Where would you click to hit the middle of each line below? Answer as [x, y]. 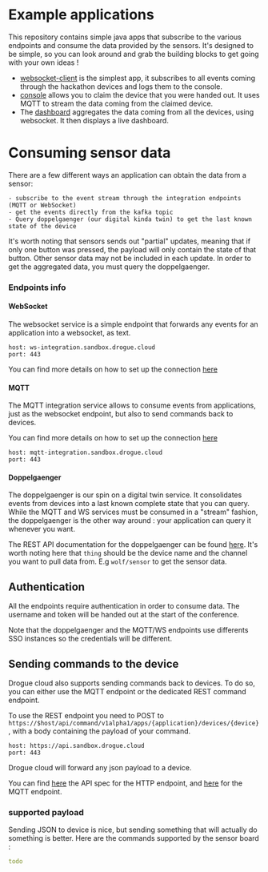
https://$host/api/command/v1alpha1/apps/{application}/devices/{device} [134, 723]
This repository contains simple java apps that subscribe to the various [125, 37]
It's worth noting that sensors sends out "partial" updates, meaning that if [129, 241]
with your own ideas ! [44, 62]
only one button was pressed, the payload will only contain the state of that [132, 249]
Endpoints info [37, 287]
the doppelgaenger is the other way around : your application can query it [130, 520]
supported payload [46, 812]
